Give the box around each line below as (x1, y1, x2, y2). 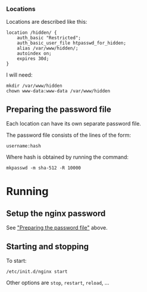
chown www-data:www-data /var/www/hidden (6, 88, 111, 94)
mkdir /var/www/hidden (6, 83, 62, 89)
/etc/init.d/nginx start (6, 268, 68, 275)
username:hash (6, 143, 42, 149)
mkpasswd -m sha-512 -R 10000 (6, 165, 82, 171)
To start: (6, 257, 27, 264)
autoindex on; (17, 51, 52, 56)
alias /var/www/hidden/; (17, 45, 79, 52)
